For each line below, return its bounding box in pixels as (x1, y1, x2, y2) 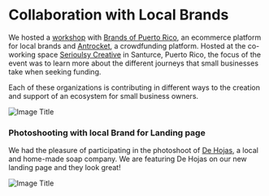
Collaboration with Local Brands (8, 6, 229, 24)
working (8, 49, 37, 59)
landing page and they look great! (8, 163, 121, 173)
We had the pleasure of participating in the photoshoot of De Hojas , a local (8, 146, 258, 156)
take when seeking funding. (8, 66, 102, 76)
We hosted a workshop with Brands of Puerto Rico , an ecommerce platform (8, 32, 262, 42)
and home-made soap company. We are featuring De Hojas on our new (8, 154, 248, 164)
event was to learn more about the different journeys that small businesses (8, 58, 258, 68)
